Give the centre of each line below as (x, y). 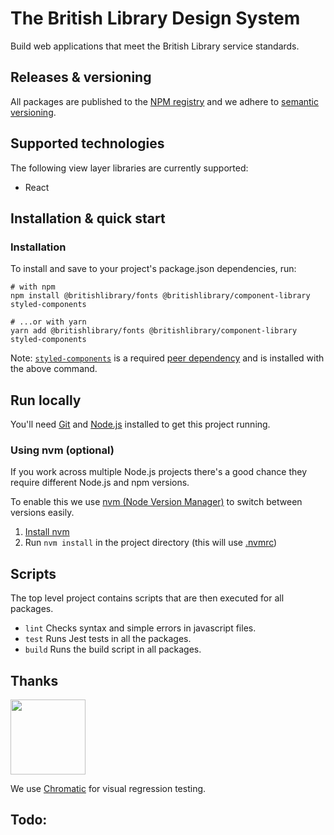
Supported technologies (87, 143)
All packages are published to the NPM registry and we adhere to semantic (165, 101)
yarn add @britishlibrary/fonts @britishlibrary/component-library (154, 331)
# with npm (33, 287)
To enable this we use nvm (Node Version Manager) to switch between (156, 502)
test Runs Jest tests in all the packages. (108, 639)
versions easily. (42, 513)
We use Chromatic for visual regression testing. (108, 788)
